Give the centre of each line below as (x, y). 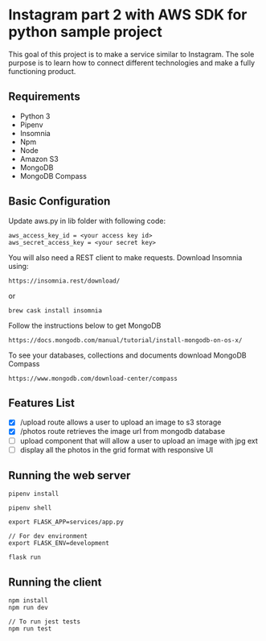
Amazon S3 (39, 159)
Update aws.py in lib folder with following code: (87, 221)
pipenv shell (30, 508)
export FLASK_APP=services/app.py (66, 522)
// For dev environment (48, 536)
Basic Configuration (59, 202)
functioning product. (42, 71)
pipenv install (34, 494)
